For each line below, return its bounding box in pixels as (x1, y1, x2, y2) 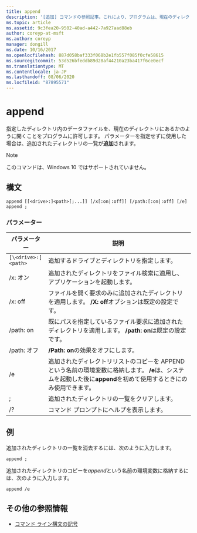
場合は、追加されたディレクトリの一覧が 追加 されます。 (6, 139, 139, 147)
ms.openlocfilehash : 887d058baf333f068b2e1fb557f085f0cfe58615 (6, 52, 164, 58)
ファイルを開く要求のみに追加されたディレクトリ (48, 289, 183, 297)
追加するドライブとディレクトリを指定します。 (48, 257, 177, 265)
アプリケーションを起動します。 (48, 278, 136, 286)
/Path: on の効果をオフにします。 (48, 346, 138, 354)
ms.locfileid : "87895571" (6, 80, 69, 86)
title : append (6, 8, 41, 15)
